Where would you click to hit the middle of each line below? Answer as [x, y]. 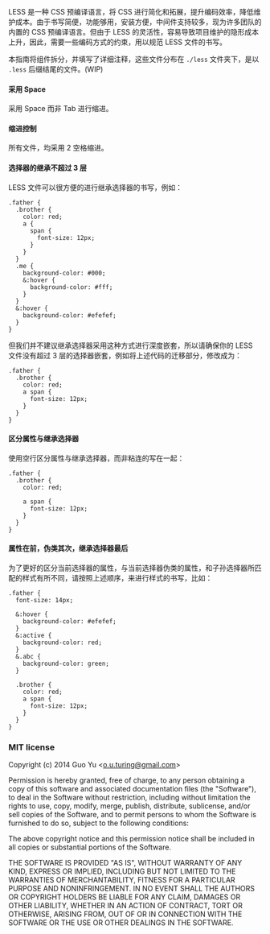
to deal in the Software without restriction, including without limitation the [129, 798]
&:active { [34, 636]
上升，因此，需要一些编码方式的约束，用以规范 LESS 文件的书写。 [118, 42]
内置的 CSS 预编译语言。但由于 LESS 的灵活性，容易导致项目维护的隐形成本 [134, 32]
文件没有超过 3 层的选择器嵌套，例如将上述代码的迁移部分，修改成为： [125, 355]
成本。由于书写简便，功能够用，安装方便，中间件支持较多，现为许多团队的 [138, 22]
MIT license [31, 747]
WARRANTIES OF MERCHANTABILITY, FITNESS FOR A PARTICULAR [122, 880]
